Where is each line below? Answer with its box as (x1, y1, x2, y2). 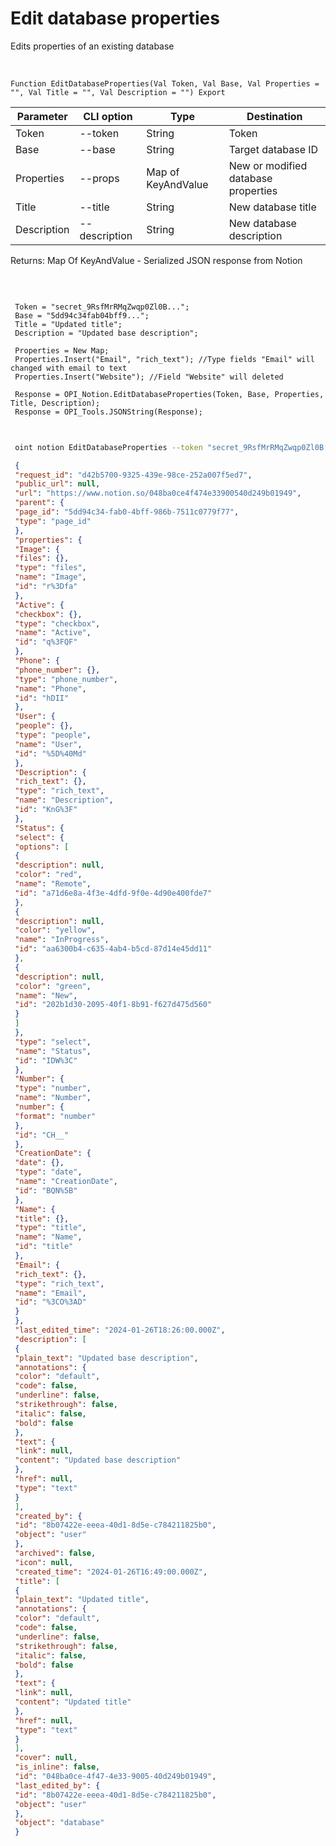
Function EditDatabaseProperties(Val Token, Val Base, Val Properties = (10, 78, 320, 89)
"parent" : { (14, 498, 65, 508)
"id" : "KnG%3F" (14, 805, 78, 815)
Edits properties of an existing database (10, 40, 175, 52)
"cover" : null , (14, 1753, 78, 1763)
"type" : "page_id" (14, 516, 92, 526)
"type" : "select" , (14, 1037, 92, 1047)
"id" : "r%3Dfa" (14, 582, 78, 592)
